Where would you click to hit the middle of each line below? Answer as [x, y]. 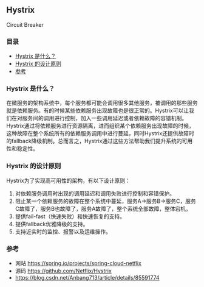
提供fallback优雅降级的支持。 [52, 224]
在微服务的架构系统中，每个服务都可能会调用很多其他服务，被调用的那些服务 [102, 103]
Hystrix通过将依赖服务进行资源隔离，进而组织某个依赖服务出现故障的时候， [100, 126]
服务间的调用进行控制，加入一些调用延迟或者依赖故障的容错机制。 [104, 118]
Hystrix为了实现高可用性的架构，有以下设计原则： [68, 180]
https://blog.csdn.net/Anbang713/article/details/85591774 [87, 278]
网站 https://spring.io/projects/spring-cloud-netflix [78, 263]
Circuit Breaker [25, 24]
